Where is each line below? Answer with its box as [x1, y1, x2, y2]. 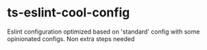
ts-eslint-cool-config [7, 5, 130, 21]
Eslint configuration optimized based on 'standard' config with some [7, 27, 200, 36]
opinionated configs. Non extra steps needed [7, 34, 135, 42]
